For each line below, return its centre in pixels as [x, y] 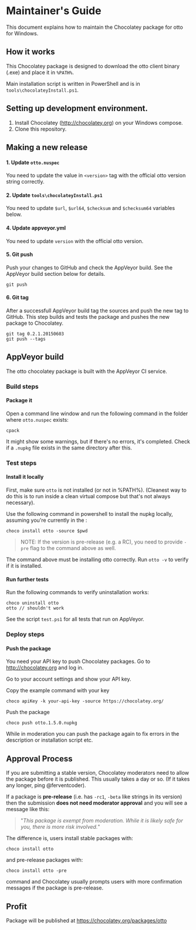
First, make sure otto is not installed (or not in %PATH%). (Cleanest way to [96, 490]
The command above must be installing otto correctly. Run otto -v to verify [97, 559]
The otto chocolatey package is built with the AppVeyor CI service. [87, 371]
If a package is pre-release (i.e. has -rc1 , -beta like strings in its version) [94, 797]
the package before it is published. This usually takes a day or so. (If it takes [98, 779]
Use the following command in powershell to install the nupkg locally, [89, 514]
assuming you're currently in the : [47, 520]
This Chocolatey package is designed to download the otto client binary [93, 66]
